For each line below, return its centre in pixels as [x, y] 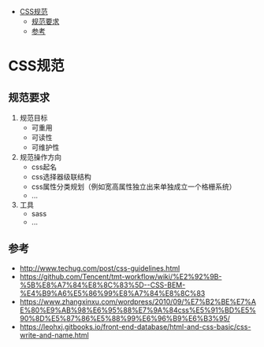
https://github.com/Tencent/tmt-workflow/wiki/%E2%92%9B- [121, 276]
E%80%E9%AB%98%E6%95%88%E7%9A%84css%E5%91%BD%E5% [138, 310]
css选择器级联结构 [61, 177]
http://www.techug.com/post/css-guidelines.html [100, 268]
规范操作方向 [40, 157]
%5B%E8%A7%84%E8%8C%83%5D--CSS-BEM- [102, 285]
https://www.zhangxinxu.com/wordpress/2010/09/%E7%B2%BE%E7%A [138, 301]
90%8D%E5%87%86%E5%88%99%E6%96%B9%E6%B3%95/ [125, 318]
